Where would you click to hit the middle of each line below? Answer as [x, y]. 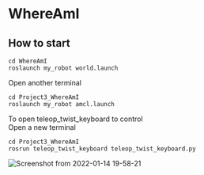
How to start [39, 43]
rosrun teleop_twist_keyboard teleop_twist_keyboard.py [102, 149]
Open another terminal [45, 83]
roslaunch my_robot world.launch [63, 68]
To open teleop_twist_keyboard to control [76, 119]
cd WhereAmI [28, 61]
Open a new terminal [42, 127]
